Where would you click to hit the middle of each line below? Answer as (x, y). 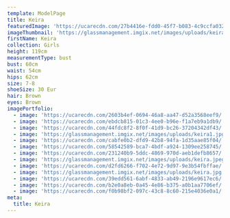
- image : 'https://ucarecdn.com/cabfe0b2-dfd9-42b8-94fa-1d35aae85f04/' (119, 141)
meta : (15, 198)
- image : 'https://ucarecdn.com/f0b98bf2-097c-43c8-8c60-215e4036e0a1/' (119, 191)
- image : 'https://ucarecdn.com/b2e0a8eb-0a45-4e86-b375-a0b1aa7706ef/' (119, 185)
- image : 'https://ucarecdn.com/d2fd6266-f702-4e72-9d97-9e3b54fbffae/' (119, 166)
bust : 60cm (23, 64)
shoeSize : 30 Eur (32, 90)
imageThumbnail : (30, 32)
